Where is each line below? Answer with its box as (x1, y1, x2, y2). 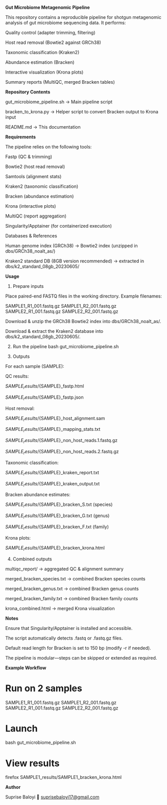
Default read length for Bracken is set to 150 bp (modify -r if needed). (5, 645, 152, 651)
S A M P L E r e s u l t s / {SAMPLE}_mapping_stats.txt (5, 426, 101, 433)
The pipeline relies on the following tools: (5, 144, 92, 150)
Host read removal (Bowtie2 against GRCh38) (5, 39, 101, 45)
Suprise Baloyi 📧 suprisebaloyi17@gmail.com (5, 794, 100, 800)
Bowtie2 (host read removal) (5, 163, 65, 169)
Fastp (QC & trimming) (5, 154, 53, 160)
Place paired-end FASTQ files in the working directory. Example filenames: (5, 293, 162, 299)
